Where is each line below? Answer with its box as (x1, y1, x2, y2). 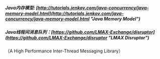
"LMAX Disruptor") (108, 34, 149, 40)
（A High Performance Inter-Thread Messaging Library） (5, 48, 123, 54)
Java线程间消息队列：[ (5, 29, 53, 35)
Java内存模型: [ (5, 5, 38, 11)
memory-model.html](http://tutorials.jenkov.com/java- (5, 10, 124, 16)
